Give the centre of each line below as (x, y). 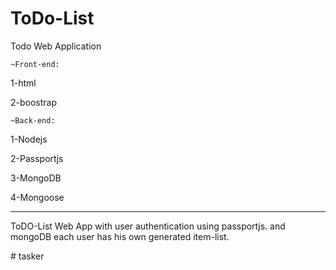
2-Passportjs (37, 158)
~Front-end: (35, 64)
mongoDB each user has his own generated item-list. (120, 236)
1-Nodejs (29, 139)
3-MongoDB (36, 178)
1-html (23, 83)
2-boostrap (34, 102)
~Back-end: (33, 120)
